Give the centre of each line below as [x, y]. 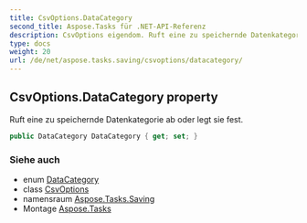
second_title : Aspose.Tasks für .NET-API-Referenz [108, 27]
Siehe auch [35, 159]
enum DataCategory [61, 179]
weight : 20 [30, 52]
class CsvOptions [56, 189]
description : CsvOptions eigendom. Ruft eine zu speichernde [128, 35]
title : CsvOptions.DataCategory [71, 18]
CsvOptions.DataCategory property [114, 97]
